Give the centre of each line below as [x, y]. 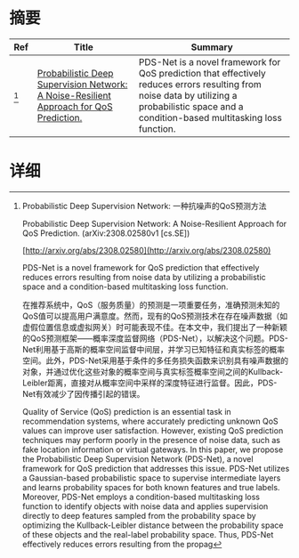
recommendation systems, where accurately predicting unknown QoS [150, 421]
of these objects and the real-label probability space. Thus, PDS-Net [148, 534]
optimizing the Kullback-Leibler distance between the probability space [153, 525]
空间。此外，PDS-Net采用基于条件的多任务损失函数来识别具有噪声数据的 [155, 360]
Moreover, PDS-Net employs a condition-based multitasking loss [141, 497]
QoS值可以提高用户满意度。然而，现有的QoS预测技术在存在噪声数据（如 [154, 316]
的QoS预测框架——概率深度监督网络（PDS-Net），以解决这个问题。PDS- [155, 338]
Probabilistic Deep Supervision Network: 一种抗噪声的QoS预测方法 [144, 206]
